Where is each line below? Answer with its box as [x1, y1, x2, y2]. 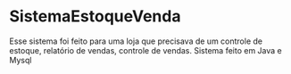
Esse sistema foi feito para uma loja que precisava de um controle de [9, 36, 263, 46]
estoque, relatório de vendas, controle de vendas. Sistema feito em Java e [9, 45, 283, 55]
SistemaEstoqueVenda [9, 6, 181, 27]
